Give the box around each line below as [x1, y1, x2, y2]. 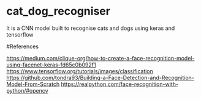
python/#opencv [6, 87, 48, 94]
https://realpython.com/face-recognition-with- [61, 80, 179, 88]
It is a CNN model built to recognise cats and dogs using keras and [6, 24, 175, 32]
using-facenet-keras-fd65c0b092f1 [6, 61, 96, 68]
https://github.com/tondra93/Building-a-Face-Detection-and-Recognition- [6, 74, 195, 81]
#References [6, 43, 39, 50]
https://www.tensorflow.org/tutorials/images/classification [6, 67, 153, 74]
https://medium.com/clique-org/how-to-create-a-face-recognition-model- [6, 54, 195, 62]
